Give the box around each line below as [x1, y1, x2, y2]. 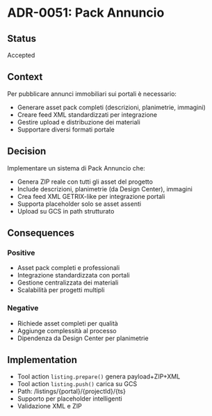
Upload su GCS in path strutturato [17, 207, 115, 215]
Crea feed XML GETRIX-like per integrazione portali [17, 192, 165, 200]
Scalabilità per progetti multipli [17, 286, 105, 294]
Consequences [7, 227, 75, 239]
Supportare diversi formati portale [17, 125, 115, 134]
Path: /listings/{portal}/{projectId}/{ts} [17, 387, 127, 396]
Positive [7, 248, 35, 257]
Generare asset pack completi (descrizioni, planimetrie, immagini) [17, 103, 206, 111]
